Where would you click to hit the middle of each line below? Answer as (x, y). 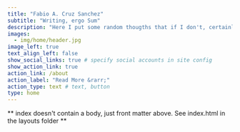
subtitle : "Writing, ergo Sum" (54, 21)
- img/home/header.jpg (47, 40)
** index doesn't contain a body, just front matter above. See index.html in (116, 114)
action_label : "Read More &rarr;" (59, 80)
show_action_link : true (43, 67)
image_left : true (33, 47)
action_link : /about (38, 73)
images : (19, 34)
